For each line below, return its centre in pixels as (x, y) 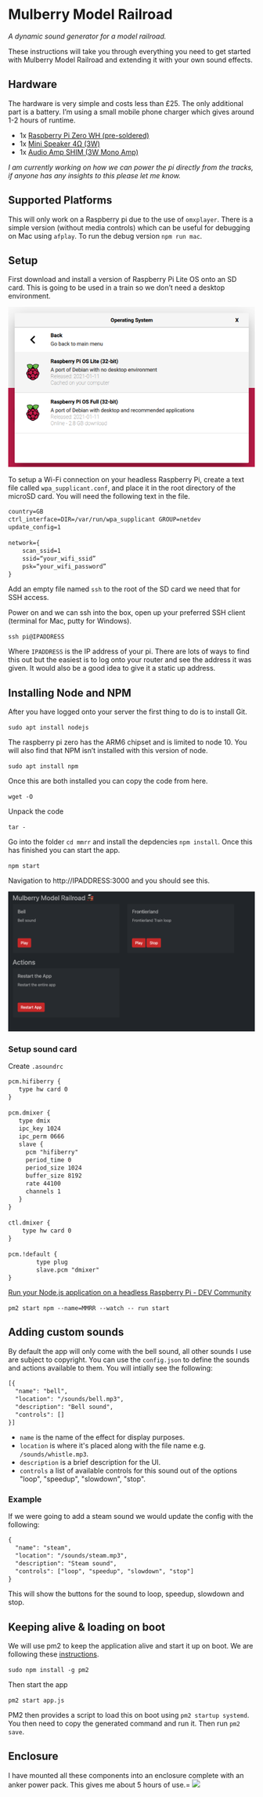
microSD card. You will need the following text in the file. (99, 496)
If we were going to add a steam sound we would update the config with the (131, 1517)
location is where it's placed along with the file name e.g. (112, 1445)
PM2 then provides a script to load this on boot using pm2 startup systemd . (129, 1715)
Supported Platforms (60, 201)
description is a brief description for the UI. (90, 1462)
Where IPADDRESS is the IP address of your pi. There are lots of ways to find (129, 651)
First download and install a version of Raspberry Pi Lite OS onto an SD (122, 280)
